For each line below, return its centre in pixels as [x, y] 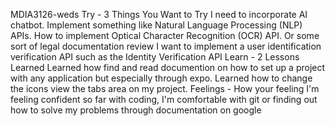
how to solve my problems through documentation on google [136, 110]
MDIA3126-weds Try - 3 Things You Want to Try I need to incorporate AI [159, 14]
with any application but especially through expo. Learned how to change [161, 78]
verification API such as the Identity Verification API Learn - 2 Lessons [155, 57]
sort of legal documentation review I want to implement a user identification [166, 46]
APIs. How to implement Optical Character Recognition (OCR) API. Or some [165, 35]
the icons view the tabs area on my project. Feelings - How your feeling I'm [165, 88]
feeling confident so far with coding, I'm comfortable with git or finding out [164, 99]
